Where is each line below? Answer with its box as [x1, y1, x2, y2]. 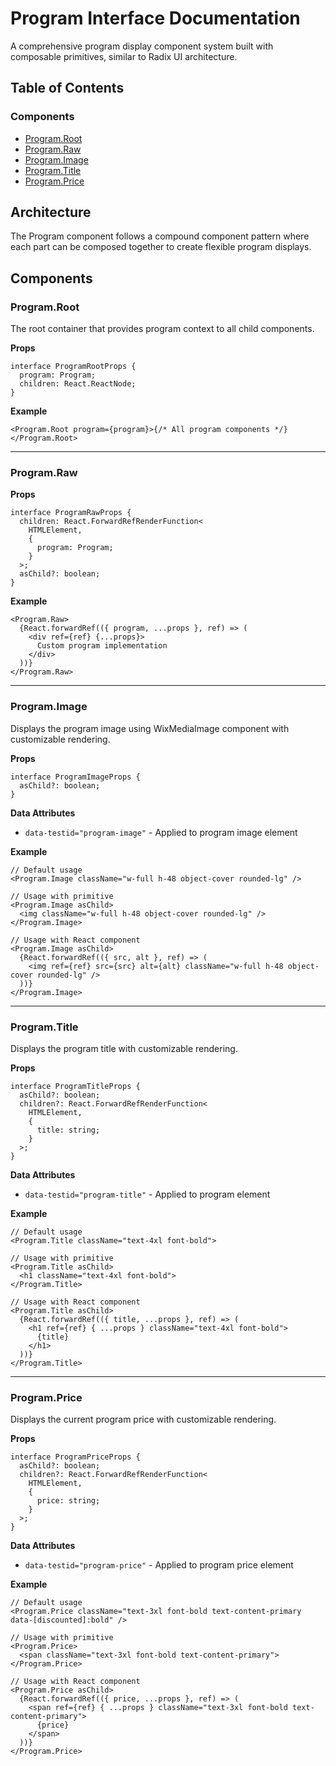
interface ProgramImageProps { [10, 772, 141, 782]
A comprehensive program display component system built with [10, 40, 274, 52]
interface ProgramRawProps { [10, 508, 132, 518]
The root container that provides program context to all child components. [10, 323, 315, 335]
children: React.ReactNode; [19, 379, 137, 389]
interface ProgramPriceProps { [10, 1452, 141, 1462]
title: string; [36, 1125, 101, 1136]
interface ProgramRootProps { [10, 362, 137, 372]
